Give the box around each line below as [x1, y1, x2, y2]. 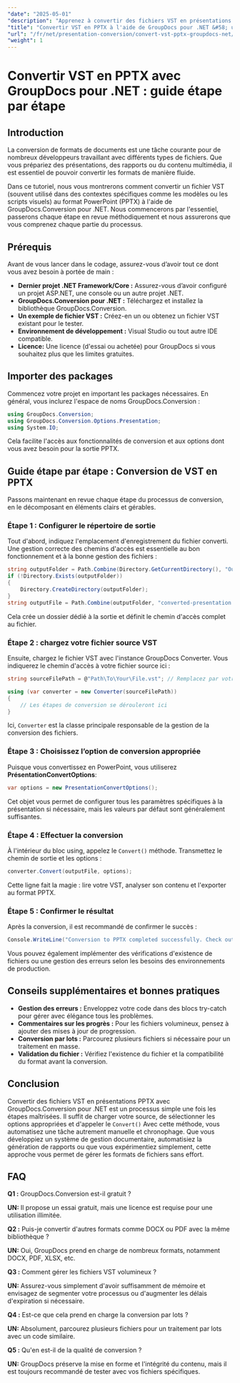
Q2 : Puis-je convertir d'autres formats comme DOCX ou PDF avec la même [7, 1225, 230, 1234]
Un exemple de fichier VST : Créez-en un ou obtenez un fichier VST [17, 312, 220, 320]
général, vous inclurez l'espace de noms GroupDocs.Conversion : [7, 397, 200, 405]
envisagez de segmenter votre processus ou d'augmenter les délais [7, 1289, 207, 1298]
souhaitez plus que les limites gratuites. [17, 350, 134, 358]
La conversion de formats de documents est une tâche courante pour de [7, 146, 221, 154]
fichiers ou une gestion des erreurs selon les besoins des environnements [7, 956, 225, 965]
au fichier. [7, 620, 37, 628]
